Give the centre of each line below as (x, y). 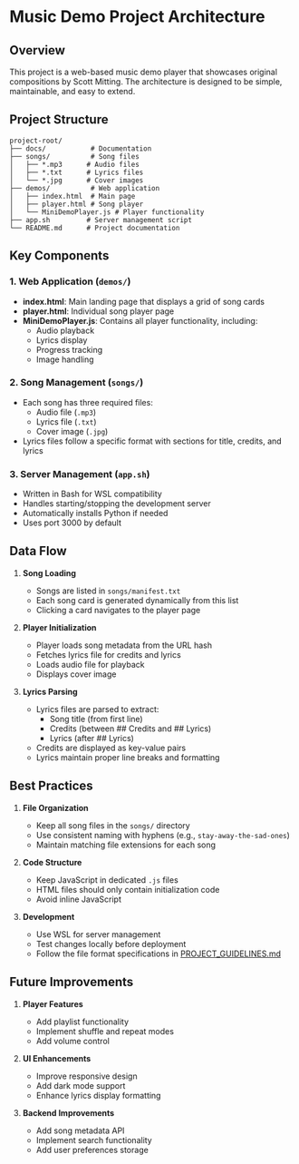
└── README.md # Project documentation (95, 228)
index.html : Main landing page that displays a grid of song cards (144, 301)
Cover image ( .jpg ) (72, 431)
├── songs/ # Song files (75, 156)
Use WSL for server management (98, 934)
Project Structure (59, 120)
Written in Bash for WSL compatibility (92, 494)
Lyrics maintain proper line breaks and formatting (128, 757)
